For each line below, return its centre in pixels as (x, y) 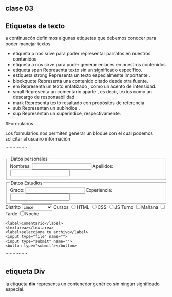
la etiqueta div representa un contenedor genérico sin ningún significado (83, 284)
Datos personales (29, 159)
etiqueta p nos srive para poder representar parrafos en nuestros (82, 54)
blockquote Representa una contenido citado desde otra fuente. (80, 81)
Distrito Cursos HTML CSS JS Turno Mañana (82, 207)
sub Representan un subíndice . (46, 108)
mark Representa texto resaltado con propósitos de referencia (79, 103)
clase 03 (20, 8)
